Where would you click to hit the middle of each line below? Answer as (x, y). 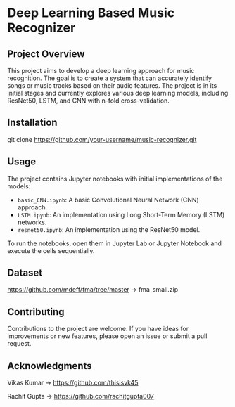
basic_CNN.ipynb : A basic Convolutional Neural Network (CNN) (108, 200)
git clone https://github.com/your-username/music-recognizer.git (102, 139)
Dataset (25, 273)
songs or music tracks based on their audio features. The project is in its (112, 85)
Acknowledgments (50, 366)
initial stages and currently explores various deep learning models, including (118, 93)
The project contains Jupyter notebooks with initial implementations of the (115, 179)
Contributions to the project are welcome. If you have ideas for (98, 329)
